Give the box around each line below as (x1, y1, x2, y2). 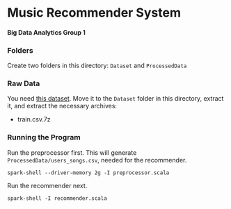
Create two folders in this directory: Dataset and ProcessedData (7, 61, 187, 70)
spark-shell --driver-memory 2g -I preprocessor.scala (7, 169, 170, 176)
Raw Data (7, 78, 40, 88)
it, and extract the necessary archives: (7, 102, 117, 110)
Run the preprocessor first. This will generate (7, 148, 137, 157)
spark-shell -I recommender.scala (7, 194, 108, 202)
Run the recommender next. (7, 181, 88, 190)
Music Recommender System (7, 5, 181, 21)
